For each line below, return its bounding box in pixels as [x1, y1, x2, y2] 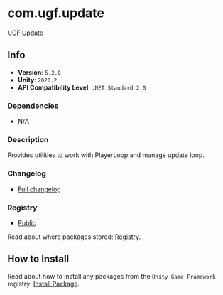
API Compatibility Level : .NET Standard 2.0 [17, 83, 146, 92]
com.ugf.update [7, 5, 105, 21]
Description [7, 134, 49, 144]
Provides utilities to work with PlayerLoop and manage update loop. [7, 151, 205, 159]
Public [17, 218, 37, 227]
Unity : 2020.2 [17, 75, 58, 84]
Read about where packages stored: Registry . [7, 232, 141, 241]
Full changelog [17, 185, 62, 193]
